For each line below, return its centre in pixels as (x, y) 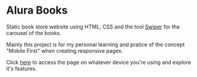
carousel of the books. (34, 33)
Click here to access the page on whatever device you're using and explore (99, 62)
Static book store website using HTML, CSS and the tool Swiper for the (93, 27)
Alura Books (37, 10)
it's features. (21, 68)
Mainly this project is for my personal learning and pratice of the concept (96, 44)
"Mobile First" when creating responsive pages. (65, 50)
